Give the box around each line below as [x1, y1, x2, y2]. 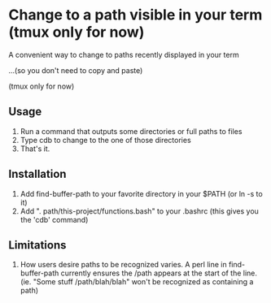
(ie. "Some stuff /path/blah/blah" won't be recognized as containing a [20, 277, 254, 287]
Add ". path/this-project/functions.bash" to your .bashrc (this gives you [20, 206, 259, 216]
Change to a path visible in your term [8, 6, 263, 24]
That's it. [20, 144, 50, 154]
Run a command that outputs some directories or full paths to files [20, 126, 243, 136]
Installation [8, 167, 67, 181]
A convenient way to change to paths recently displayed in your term [8, 50, 239, 59]
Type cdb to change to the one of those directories [20, 135, 191, 145]
